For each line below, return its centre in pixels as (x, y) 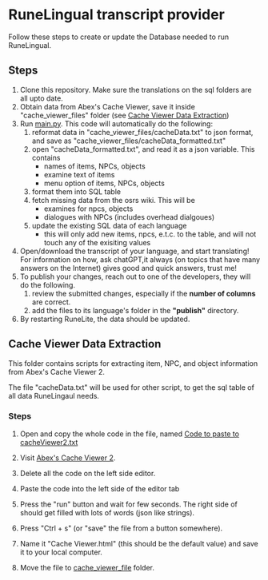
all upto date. (42, 98)
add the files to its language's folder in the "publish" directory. (135, 310)
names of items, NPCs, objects (94, 166)
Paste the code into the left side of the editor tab (100, 488)
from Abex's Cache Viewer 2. (57, 371)
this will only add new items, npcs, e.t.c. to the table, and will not (150, 234)
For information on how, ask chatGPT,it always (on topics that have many (140, 259)
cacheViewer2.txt (49, 442)
